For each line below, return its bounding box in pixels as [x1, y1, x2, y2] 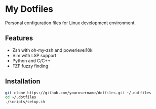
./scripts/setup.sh [5, 100, 45, 105]
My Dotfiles [5, 3, 53, 15]
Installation [5, 77, 40, 86]
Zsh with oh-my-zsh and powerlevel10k [12, 47, 93, 53]
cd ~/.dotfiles [5, 95, 37, 100]
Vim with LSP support [12, 52, 57, 58]
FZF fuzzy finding [12, 63, 48, 69]
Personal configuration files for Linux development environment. [5, 20, 136, 26]
